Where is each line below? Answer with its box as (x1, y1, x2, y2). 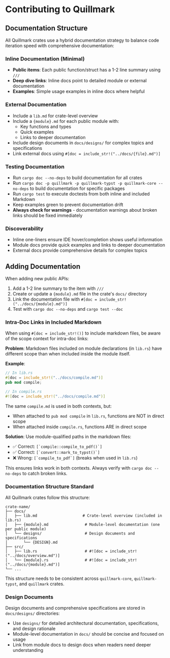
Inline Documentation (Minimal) (5, 55, 85, 62)
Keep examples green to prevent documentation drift (12, 202, 123, 208)
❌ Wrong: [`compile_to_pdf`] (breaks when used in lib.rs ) (12, 454, 138, 460)
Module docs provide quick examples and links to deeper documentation (12, 242, 165, 248)
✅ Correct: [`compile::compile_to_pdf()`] (12, 443, 103, 449)
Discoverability (5, 225, 44, 232)
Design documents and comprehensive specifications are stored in (5, 605, 146, 611)
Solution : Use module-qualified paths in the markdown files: (5, 433, 131, 440)
